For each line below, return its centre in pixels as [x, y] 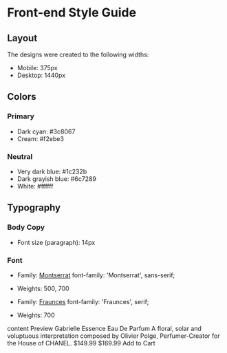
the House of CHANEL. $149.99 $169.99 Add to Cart [82, 343]
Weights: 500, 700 [43, 288]
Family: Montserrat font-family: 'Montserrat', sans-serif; [96, 275]
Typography [34, 208]
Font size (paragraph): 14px [56, 242]
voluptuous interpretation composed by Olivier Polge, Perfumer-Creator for [113, 336]
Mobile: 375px [37, 68]
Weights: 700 [36, 315]
